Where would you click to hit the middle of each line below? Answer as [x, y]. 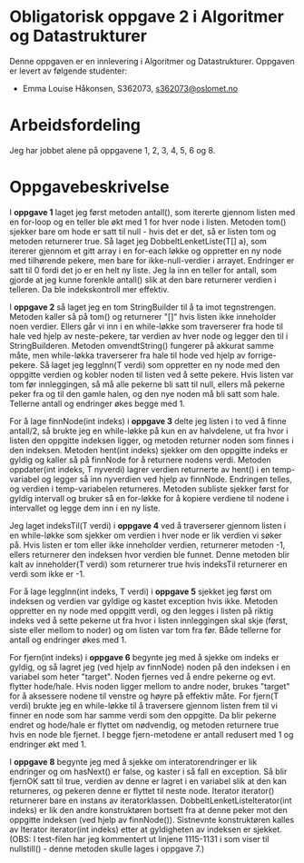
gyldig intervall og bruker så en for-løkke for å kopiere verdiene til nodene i [149, 498]
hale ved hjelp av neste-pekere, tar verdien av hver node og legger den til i [149, 336]
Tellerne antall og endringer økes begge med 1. [98, 403]
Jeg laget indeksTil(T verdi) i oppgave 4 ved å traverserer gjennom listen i [148, 525]
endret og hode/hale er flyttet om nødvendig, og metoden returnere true [144, 725]
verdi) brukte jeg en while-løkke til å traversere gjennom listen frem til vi [144, 705]
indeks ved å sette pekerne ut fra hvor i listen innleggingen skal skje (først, [149, 620]
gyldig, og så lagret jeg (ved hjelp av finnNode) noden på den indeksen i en [150, 667]
